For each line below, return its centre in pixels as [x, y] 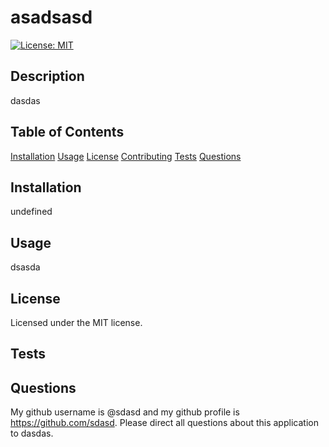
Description [47, 76]
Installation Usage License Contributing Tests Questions [126, 156]
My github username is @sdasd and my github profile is [125, 412]
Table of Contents [67, 132]
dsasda [25, 267]
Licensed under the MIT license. [76, 322]
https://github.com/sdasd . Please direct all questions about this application [164, 423]
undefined [31, 212]
